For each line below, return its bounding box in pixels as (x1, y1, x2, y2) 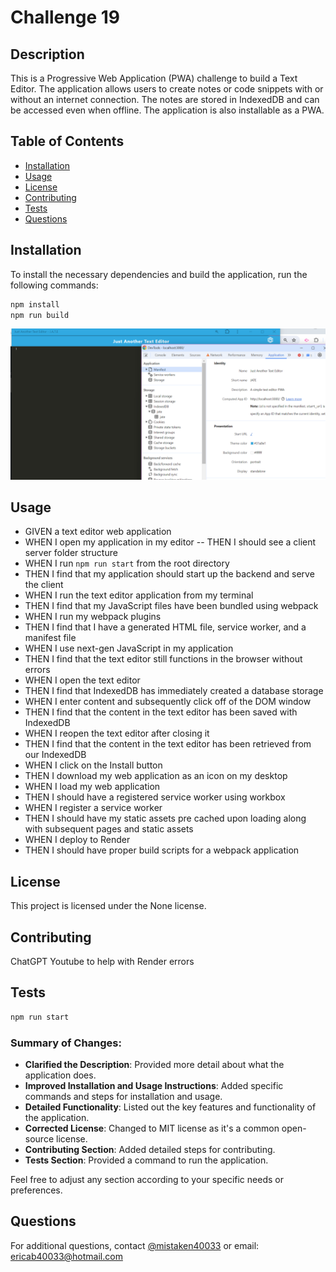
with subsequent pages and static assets (24, 823, 194, 835)
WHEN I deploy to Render (24, 834, 131, 846)
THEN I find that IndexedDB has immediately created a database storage (24, 685, 324, 697)
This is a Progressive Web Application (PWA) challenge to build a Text (10, 72, 298, 84)
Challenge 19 (10, 6, 120, 29)
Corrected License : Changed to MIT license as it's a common (24, 1122, 280, 1134)
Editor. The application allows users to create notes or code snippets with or (10, 83, 324, 95)
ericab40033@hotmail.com (10, 1250, 123, 1262)
